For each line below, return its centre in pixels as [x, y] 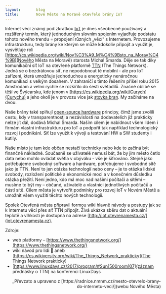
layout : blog [25, 10]
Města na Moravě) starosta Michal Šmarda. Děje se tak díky [96, 60]
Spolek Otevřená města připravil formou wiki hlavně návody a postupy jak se [83, 205]
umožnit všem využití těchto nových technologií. [54, 195]
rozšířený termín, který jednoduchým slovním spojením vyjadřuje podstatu [81, 34]
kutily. [11, 138]
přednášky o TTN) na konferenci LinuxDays [57, 271]
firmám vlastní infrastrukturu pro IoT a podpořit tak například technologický [82, 127]
